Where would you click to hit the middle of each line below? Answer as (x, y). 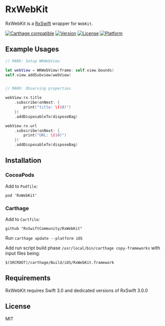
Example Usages (32, 49)
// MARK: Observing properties (38, 88)
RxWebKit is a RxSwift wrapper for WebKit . (49, 23)
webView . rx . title (24, 98)
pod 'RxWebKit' (21, 195)
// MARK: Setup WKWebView (32, 61)
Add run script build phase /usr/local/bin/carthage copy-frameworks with (83, 248)
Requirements (28, 278)
